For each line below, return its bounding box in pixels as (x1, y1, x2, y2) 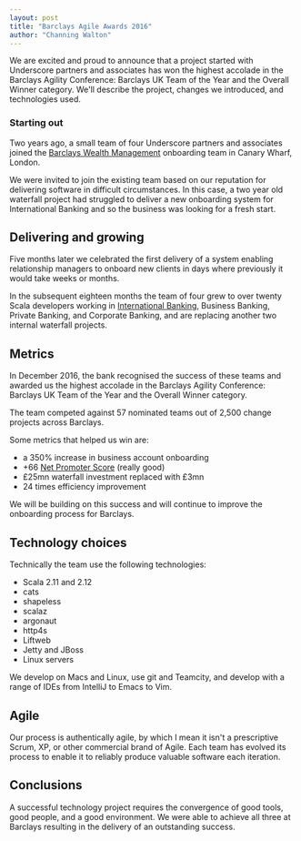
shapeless (22, 596, 62, 607)
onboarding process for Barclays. (9, 509, 135, 520)
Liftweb (22, 634, 52, 646)
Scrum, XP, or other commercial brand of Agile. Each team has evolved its (9, 741, 286, 752)
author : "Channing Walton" (9, 30, 112, 39)
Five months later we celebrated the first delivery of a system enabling (9, 254, 274, 265)
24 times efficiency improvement (22, 481, 146, 492)
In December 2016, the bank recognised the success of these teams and (9, 370, 282, 381)
